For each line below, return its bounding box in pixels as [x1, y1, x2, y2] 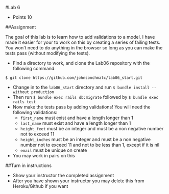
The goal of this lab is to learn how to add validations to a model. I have [5, 34, 155, 40]
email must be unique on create [20, 147, 87, 153]
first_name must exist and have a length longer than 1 [20, 115, 134, 121]
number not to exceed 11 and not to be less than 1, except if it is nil [20, 142, 160, 148]
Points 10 [12, 14, 32, 20]
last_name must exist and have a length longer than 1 [20, 120, 131, 126]
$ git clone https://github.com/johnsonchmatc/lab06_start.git [5, 75, 143, 80]
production [31, 90, 55, 95]
